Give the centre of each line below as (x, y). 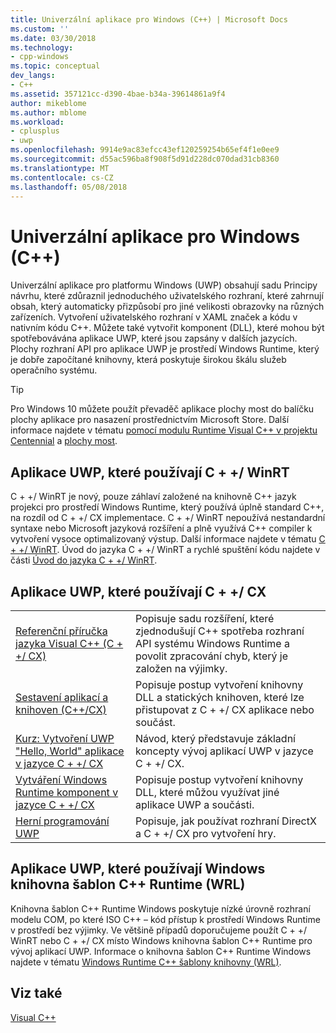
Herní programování (62, 821)
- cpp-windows (40, 57)
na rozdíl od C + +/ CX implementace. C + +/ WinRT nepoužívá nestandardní (168, 518)
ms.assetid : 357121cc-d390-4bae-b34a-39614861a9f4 (118, 94)
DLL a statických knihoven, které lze (220, 697)
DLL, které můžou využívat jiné (207, 792)
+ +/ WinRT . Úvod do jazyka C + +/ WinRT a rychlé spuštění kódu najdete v (165, 550)
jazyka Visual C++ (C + (69, 643)
